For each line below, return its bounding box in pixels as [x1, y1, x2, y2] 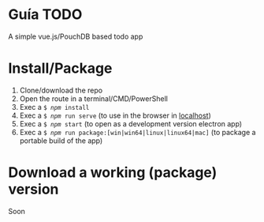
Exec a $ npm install [19, 102, 90, 111]
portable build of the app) [19, 136, 103, 145]
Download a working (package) [8, 164, 218, 182]
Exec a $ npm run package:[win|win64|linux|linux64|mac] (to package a [19, 127, 256, 137]
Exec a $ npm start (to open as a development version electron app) [19, 119, 243, 128]
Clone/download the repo [19, 85, 103, 95]
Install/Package [8, 59, 113, 77]
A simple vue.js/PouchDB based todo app [8, 32, 143, 41]
